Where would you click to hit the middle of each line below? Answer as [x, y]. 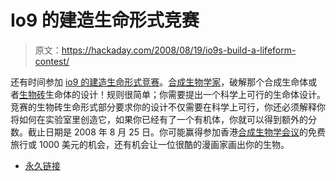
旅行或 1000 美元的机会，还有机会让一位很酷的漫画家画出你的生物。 [150, 144]
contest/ [52, 61]
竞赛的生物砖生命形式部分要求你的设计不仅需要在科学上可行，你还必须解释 [163, 107]
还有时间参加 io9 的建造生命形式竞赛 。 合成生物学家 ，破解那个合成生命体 [159, 82]
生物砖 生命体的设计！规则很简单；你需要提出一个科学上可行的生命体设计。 [172, 94]
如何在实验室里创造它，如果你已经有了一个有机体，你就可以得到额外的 [163, 119]
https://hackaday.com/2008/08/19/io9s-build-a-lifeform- [179, 50]
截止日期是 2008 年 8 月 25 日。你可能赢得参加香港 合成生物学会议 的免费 [176, 132]
